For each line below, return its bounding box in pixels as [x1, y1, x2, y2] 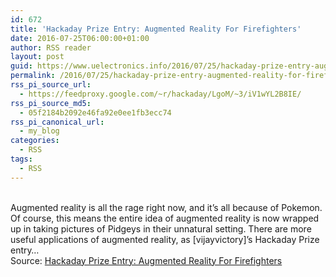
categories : [10, 136, 60, 146]
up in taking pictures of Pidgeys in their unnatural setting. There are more [10, 222, 312, 235]
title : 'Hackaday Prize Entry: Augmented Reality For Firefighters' [10, 24, 302, 34]
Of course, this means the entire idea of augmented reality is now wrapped [10, 212, 320, 224]
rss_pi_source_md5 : [10, 98, 92, 108]
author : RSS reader [10, 42, 92, 53]
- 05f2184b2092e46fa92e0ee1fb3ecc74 [19, 107, 172, 118]
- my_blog [19, 126, 60, 136]
